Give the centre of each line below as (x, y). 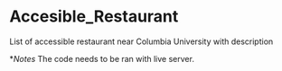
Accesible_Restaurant (94, 17)
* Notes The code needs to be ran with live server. (102, 58)
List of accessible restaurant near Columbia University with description (141, 41)
